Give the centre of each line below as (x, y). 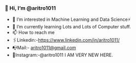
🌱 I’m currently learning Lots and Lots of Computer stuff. (71, 27)
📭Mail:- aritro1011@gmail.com (44, 48)
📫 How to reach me (33, 33)
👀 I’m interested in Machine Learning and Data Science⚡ (71, 19)
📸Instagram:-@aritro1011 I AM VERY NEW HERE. (63, 55)
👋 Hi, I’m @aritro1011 (30, 8)
